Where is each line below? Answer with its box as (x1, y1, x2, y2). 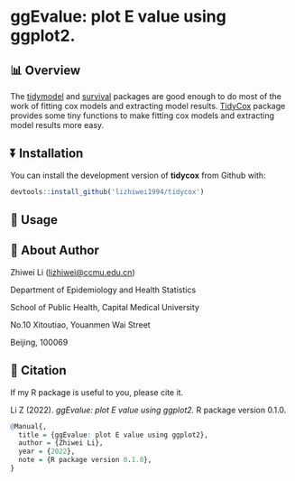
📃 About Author (10, 243, 100, 258)
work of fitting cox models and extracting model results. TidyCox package (10, 101, 286, 111)
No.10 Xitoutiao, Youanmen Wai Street (10, 319, 152, 330)
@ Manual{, (10, 421, 48, 430)
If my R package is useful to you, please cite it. (10, 386, 184, 398)
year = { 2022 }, (18, 447, 76, 457)
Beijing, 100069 (10, 337, 69, 347)
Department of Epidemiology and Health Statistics (10, 284, 197, 295)
